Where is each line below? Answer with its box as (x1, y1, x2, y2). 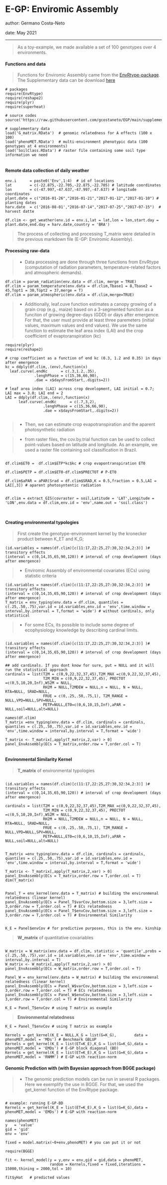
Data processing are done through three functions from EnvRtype (24, 259, 159, 265)
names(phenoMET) (5, 1118, 39, 1124)
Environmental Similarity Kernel (5, 756, 72, 762)
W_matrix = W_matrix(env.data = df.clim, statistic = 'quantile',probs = (5, 948, 162, 954)
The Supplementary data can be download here (17, 77, 115, 83)
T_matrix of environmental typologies (17, 767, 95, 773)
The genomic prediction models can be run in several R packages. (24, 1076, 161, 1082)
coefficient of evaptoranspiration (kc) (24, 333, 101, 339)
